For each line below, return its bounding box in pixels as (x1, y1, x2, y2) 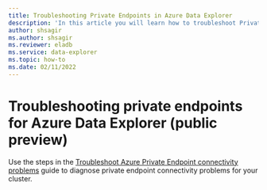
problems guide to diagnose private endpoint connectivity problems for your (8, 165, 258, 175)
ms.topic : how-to (8, 56, 66, 64)
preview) (8, 131, 68, 149)
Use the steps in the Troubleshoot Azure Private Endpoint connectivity (8, 157, 238, 166)
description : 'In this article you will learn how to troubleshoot (8, 19, 237, 27)
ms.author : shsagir (8, 33, 73, 42)
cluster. (8, 173, 33, 183)
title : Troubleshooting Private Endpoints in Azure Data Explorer (8, 11, 233, 20)
